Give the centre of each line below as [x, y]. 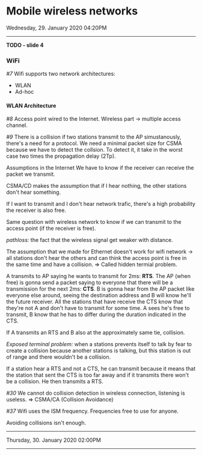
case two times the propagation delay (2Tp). [61, 156]
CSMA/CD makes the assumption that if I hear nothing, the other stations [96, 186]
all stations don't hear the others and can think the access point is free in [96, 258]
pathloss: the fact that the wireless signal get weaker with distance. [90, 240]
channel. [17, 125]
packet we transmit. [31, 174]
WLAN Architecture [31, 105]
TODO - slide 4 [25, 45]
